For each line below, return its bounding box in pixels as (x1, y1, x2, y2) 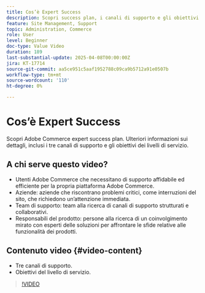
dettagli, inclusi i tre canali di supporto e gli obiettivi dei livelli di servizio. (6, 142, 189, 149)
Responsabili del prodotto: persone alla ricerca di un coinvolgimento (15, 215, 188, 222)
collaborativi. (15, 208, 48, 215)
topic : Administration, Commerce (6, 26, 92, 32)
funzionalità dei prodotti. (15, 227, 78, 235)
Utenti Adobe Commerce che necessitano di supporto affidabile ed (15, 175, 185, 183)
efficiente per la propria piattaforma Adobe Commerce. (15, 182, 155, 189)
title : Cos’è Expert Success (6, 9, 81, 15)
